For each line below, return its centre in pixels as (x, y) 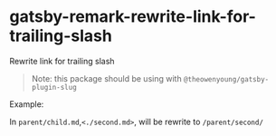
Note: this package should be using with (107, 78)
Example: (27, 104)
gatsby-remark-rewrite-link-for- (133, 17)
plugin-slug (54, 87)
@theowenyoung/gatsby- (227, 79)
